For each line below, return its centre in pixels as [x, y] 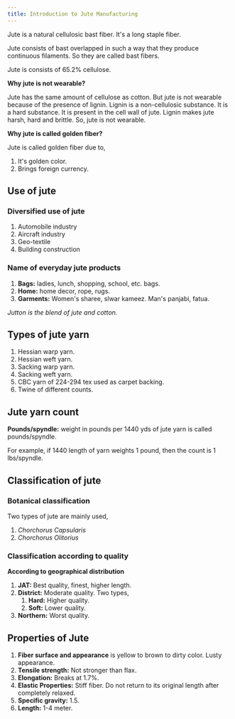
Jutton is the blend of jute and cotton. [62, 312]
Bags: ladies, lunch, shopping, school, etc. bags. [89, 283]
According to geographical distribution [66, 572]
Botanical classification [49, 500]
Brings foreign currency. [53, 169]
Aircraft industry [42, 234]
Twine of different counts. [55, 389]
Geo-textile [34, 242]
